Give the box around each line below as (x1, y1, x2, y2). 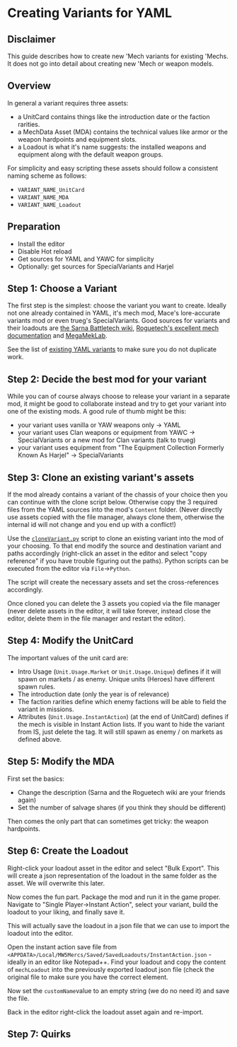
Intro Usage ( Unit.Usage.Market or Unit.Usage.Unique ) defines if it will (17, 667, 221, 676)
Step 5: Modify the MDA (7, 756, 115, 768)
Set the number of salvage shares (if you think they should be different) (17, 803, 226, 812)
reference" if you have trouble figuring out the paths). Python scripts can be (7, 557, 229, 565)
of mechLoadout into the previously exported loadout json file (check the (7, 965, 214, 973)
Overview (7, 80, 52, 92)
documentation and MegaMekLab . (7, 332, 108, 340)
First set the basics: (7, 774, 65, 783)
